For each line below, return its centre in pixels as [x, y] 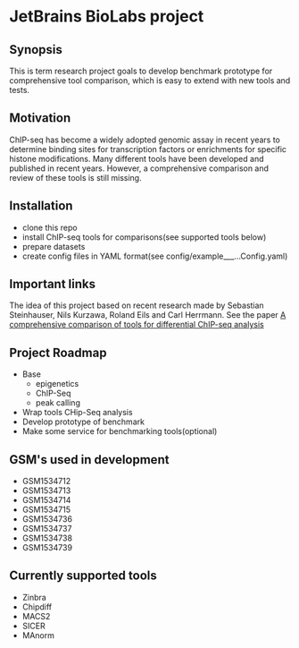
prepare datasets [54, 246]
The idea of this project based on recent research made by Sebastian [137, 305]
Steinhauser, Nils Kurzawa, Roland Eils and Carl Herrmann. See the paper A [148, 315]
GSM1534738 [47, 538]
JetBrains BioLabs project [107, 17]
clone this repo [50, 227]
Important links [53, 284]
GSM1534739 [47, 548]
